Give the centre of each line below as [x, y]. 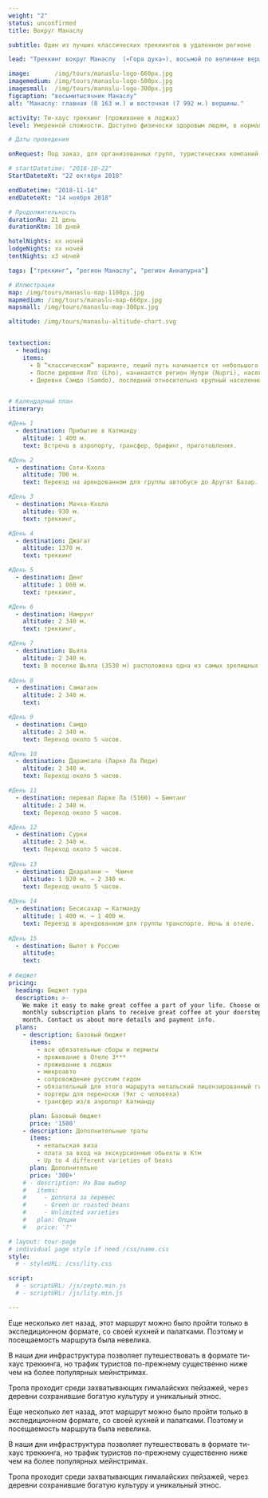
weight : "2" [28, 16]
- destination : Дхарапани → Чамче [75, 872]
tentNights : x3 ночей [44, 256]
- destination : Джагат [53, 541]
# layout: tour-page [43, 1242]
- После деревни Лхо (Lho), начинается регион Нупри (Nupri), [135, 373]
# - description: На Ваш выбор [75, 1183]
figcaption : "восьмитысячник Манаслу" [73, 96]
